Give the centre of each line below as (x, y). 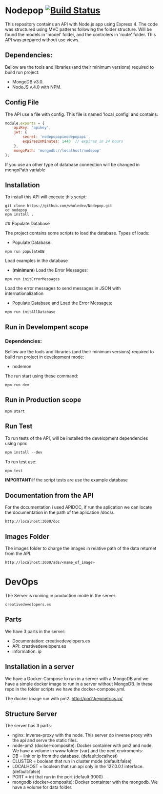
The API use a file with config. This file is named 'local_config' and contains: (82, 114)
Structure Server (31, 714)
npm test (14, 471)
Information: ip (27, 651)
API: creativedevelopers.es (39, 646)
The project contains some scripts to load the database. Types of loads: (77, 233)
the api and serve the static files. (45, 741)
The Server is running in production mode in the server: (61, 595)
